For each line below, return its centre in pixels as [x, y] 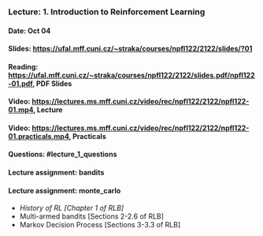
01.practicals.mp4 [39, 136]
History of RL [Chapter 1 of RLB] [72, 208]
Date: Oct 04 [30, 31]
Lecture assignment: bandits [56, 173]
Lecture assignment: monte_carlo [65, 190]
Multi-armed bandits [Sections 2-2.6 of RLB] [91, 216]
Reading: [23, 66]
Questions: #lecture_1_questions [63, 154]
